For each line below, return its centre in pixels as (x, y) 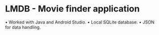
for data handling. (23, 27)
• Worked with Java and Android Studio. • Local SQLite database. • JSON (80, 22)
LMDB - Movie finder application (72, 9)
